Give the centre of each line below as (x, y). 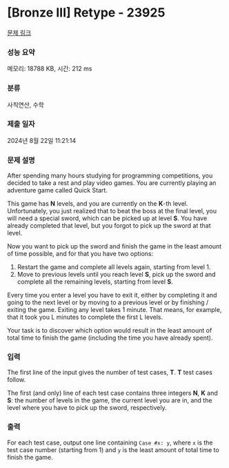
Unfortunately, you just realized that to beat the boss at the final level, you (112, 211)
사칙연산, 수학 (26, 104)
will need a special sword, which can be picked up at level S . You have (107, 218)
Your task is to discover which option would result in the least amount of (110, 331)
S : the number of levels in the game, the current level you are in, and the (110, 400)
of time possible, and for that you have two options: (80, 254)
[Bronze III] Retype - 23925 (86, 13)
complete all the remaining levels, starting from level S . (95, 282)
